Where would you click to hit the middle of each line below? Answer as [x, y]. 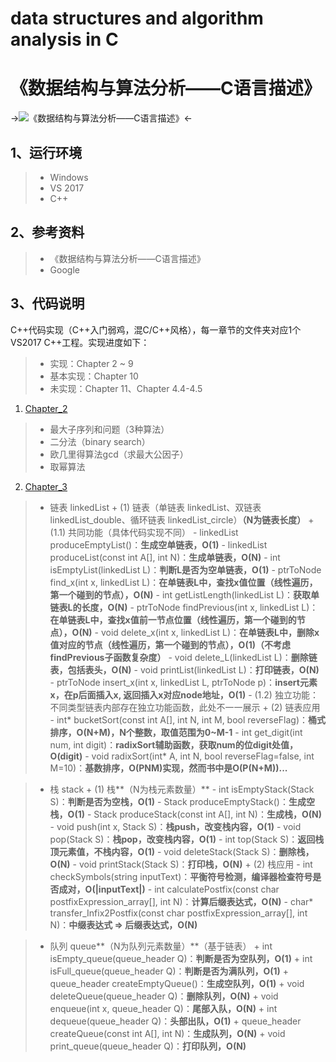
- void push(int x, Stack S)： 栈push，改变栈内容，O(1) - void [175, 826]
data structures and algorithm [137, 18]
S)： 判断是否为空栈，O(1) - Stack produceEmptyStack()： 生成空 [182, 801]
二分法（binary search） [100, 441]
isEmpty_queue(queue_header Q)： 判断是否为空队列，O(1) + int [181, 958]
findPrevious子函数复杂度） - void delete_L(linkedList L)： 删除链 [183, 657]
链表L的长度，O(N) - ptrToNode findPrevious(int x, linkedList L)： [184, 607]
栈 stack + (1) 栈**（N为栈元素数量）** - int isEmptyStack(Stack [182, 789]
